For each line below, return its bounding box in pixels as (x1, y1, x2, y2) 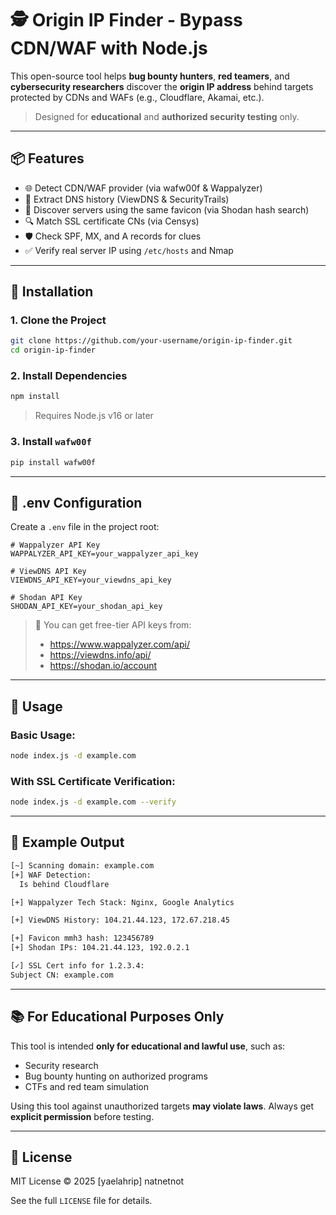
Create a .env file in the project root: (10, 521, 160, 533)
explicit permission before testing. (10, 1110, 155, 1122)
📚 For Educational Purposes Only (10, 1008, 225, 1026)
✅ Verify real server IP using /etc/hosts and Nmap (24, 244, 234, 256)
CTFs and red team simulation (24, 1080, 150, 1092)
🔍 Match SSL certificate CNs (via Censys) (24, 215, 200, 227)
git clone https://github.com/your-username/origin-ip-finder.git (10, 336, 293, 346)
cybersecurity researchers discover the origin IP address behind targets (10, 80, 314, 92)
